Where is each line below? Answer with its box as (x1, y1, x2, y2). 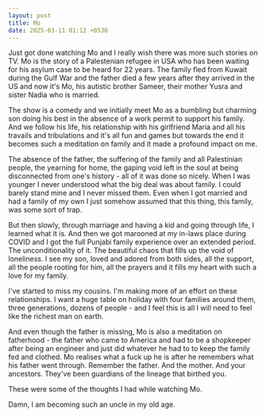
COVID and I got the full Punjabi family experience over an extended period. (8, 237, 256, 247)
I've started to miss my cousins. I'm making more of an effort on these (8, 286, 237, 296)
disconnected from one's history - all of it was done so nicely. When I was (8, 171, 251, 181)
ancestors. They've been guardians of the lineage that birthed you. (8, 369, 227, 379)
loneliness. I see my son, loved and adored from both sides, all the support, (8, 254, 254, 264)
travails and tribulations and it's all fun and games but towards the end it (8, 131, 245, 140)
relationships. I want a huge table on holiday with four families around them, (8, 295, 256, 304)
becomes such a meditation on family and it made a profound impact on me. (8, 140, 258, 149)
